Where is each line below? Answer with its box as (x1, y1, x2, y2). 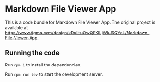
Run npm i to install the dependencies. (5, 62, 81, 67)
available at (5, 24, 28, 30)
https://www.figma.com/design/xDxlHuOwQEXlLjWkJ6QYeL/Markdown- (5, 30, 150, 35)
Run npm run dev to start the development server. (5, 71, 103, 77)
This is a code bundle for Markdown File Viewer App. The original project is (5, 19, 156, 25)
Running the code (5, 49, 60, 57)
